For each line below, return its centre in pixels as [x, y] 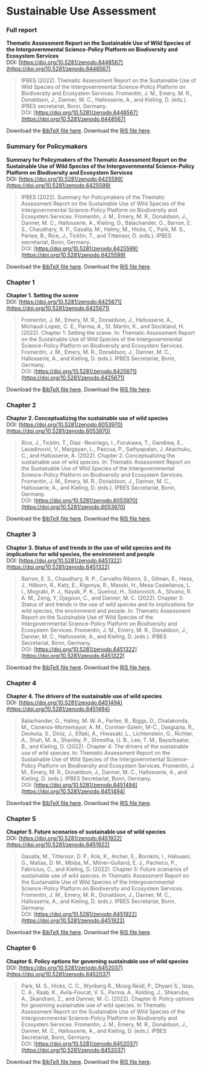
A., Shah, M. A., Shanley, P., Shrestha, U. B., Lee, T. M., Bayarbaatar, [106, 740]
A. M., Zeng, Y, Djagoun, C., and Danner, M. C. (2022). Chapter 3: [102, 598]
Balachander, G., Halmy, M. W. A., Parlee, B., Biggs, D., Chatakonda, [105, 720]
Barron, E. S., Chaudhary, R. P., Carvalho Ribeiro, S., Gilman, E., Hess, [107, 578]
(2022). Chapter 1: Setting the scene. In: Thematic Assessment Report [108, 333]
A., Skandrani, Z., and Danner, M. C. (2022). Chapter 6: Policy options [107, 998]
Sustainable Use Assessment [81, 11]
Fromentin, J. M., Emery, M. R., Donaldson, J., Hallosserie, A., [97, 320]
